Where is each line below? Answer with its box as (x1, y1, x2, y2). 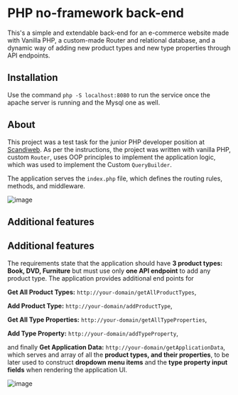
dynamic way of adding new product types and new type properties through (7, 43, 231, 52)
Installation (7, 72, 58, 84)
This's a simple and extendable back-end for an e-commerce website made (7, 28, 229, 37)
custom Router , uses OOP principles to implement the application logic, (7, 153, 216, 161)
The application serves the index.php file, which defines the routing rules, (7, 174, 222, 183)
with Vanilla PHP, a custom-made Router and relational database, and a (7, 36, 215, 44)
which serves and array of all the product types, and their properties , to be (7, 350, 229, 359)
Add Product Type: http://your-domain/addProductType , (7, 301, 173, 310)
